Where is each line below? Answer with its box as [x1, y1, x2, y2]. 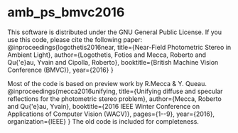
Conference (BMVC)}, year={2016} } [7, 65, 114, 74]
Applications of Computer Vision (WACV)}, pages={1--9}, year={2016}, [7, 110, 215, 118]
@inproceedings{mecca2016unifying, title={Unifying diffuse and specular [7, 87, 223, 95]
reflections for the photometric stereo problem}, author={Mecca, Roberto [7, 94, 222, 103]
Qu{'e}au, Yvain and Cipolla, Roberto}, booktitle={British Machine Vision [7, 58, 219, 66]
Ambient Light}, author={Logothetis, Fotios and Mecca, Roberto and [7, 50, 207, 59]
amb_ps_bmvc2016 [7, 4, 125, 21]
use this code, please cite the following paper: [7, 35, 143, 43]
